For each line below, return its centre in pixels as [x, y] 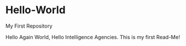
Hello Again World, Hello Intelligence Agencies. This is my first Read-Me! [93, 37]
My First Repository [29, 26]
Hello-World [36, 10]
